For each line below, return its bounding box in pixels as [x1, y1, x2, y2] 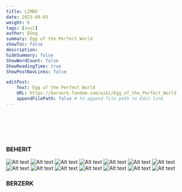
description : [6, 47, 38, 53]
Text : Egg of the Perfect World [16, 85, 95, 91]
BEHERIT [6, 145, 32, 153]
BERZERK [6, 179, 34, 187]
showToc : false [6, 42, 43, 48]
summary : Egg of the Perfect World [6, 36, 93, 42]
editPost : [6, 79, 30, 85]
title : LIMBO [6, 8, 38, 15]
